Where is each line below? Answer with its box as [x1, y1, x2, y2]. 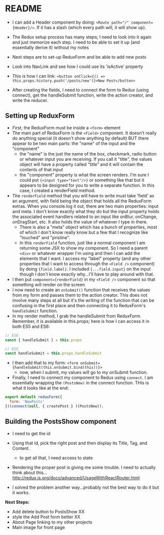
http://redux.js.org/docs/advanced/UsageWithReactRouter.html [12, 474, 140, 480]
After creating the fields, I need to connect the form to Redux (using [12, 87, 149, 93]
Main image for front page [12, 524, 65, 530]
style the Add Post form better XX [12, 514, 81, 520]
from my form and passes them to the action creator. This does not [12, 292, 148, 298]
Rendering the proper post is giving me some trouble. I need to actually [12, 464, 156, 470]
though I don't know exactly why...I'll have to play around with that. [19, 271, 154, 277]
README [5, 3, 42, 14]
